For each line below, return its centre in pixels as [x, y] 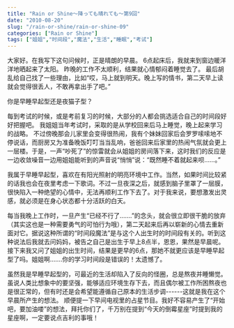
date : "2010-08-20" [36, 20]
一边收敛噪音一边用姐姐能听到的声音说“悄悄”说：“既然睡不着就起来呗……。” [114, 160]
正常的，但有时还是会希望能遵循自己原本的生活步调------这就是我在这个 [122, 292]
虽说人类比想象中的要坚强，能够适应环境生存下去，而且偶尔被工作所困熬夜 [114, 283]
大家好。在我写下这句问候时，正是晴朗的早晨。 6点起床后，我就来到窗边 [111, 61]
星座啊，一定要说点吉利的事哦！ [53, 318]
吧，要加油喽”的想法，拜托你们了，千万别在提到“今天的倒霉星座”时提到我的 [115, 309]
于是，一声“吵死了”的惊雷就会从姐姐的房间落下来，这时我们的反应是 [128, 151]
